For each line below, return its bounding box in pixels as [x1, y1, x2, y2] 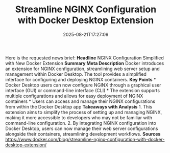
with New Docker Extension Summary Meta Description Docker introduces [5, 60, 164, 66]
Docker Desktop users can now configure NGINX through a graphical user [5, 82, 161, 88]
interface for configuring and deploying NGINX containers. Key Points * [5, 76, 156, 82]
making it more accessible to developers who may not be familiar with [5, 114, 152, 121]
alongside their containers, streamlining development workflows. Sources [5, 130, 161, 137]
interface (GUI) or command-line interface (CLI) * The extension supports [5, 87, 160, 93]
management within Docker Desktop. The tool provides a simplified [5, 71, 147, 77]
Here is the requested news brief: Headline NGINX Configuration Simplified [5, 55, 164, 61]
